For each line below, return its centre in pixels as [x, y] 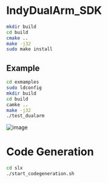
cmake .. [17, 38]
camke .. [17, 105]
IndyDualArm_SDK [54, 11]
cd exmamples [23, 82]
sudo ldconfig [24, 88]
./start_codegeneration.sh [40, 174]
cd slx [15, 168]
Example [23, 68]
